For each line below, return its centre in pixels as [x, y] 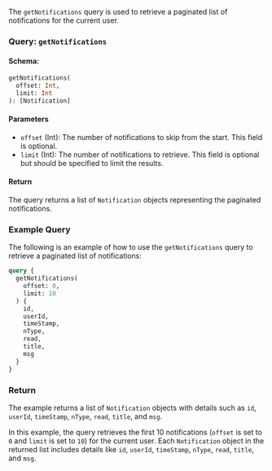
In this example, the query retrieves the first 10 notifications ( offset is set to [136, 432]
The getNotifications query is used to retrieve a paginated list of [118, 12]
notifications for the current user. [64, 20]
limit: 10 [40, 293]
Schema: [24, 61]
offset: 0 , [42, 286]
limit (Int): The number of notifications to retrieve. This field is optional [140, 155]
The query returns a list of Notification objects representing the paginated [135, 200]
